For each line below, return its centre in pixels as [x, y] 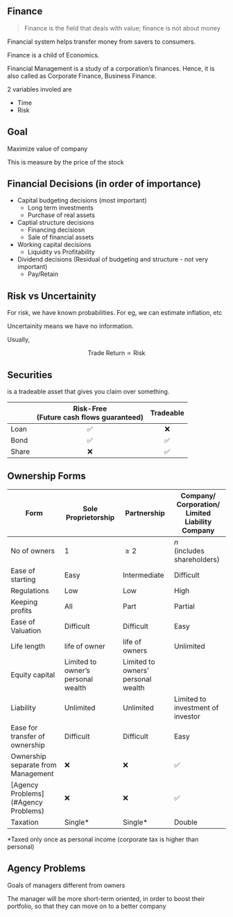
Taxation [25, 822]
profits [21, 610]
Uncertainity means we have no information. [70, 326]
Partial [184, 606]
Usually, [19, 340]
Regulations [30, 590]
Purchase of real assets [61, 215]
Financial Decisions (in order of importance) [104, 184]
